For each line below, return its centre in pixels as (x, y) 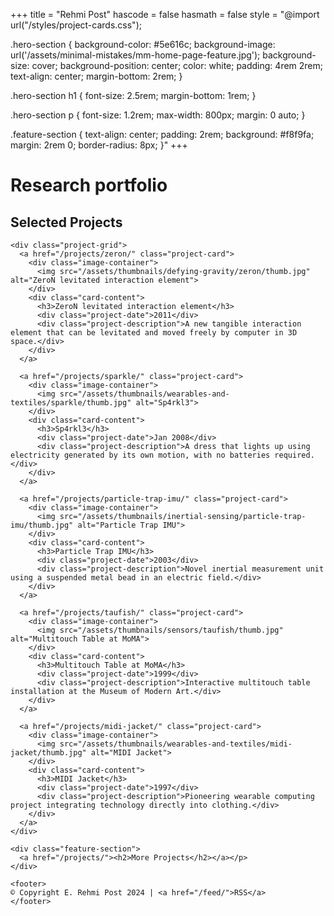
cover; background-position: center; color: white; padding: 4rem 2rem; (177, 65)
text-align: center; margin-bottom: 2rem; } (96, 76)
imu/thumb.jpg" (42, 525)
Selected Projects (66, 222)
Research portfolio (89, 185)
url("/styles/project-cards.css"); (76, 25)
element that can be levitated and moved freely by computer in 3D (154, 333)
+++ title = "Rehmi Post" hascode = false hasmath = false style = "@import (165, 14)
